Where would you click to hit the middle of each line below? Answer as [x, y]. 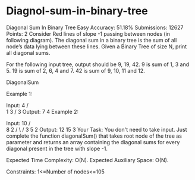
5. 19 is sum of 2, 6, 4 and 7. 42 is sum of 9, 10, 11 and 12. [76, 70]
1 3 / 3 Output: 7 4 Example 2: [43, 111]
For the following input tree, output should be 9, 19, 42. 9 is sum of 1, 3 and [97, 64]
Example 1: [19, 94]
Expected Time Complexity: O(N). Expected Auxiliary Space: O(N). [87, 160]
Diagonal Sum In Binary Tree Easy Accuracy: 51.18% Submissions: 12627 [95, 27]
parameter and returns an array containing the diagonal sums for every [93, 142]
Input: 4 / [17, 105]
